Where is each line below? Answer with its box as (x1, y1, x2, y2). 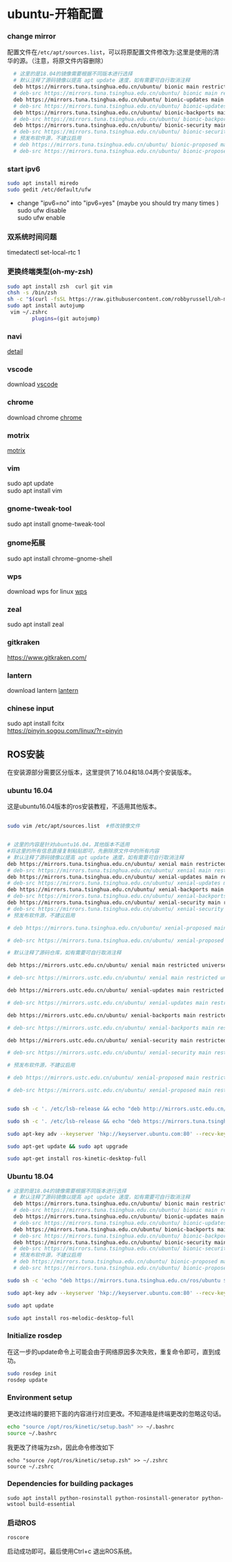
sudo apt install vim (7, 487, 63, 495)
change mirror (7, 32, 57, 42)
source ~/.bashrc (7, 1430, 57, 1437)
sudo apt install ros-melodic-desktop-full (7, 1314, 135, 1322)
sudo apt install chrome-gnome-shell (7, 554, 113, 563)
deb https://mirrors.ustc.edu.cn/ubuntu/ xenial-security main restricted (7, 1037, 227, 1044)
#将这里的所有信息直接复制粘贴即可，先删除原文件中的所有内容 (7, 848, 159, 855)
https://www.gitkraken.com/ (7, 653, 87, 662)
